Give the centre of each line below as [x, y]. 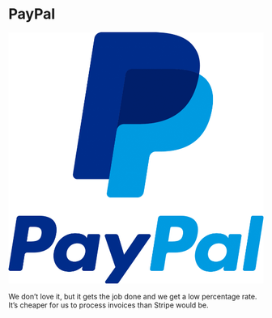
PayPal [32, 14]
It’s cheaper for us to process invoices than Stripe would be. [108, 305]
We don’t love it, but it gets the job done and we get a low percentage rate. [133, 296]
